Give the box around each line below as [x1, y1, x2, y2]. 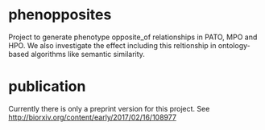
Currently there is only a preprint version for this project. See [8, 104, 210, 113]
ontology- [217, 40, 251, 50]
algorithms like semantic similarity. [31, 49, 145, 59]
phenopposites [8, 6, 112, 24]
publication [8, 78, 86, 95]
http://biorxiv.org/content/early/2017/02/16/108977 [8, 112, 177, 122]
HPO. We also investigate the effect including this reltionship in [8, 40, 217, 50]
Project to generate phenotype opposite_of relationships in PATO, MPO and [8, 32, 258, 42]
